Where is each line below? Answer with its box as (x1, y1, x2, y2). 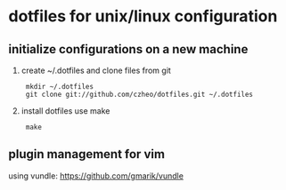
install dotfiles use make (20, 106, 110, 116)
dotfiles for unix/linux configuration (8, 6, 278, 27)
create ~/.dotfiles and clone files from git (20, 65, 171, 75)
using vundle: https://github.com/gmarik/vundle (8, 170, 184, 181)
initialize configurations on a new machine (8, 42, 249, 57)
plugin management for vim (8, 146, 166, 162)
